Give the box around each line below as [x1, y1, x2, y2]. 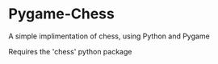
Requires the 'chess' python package [8, 46, 132, 56]
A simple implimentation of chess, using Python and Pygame [8, 31, 210, 41]
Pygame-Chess [8, 5, 115, 23]
